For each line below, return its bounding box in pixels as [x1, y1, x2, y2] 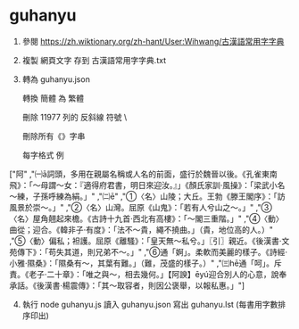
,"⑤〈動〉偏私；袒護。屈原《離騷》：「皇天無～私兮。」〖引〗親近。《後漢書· [9, 235, 282, 246]
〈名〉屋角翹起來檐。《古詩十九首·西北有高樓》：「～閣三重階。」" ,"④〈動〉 [9, 213, 284, 224]
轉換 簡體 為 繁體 [21, 93, 85, 103]
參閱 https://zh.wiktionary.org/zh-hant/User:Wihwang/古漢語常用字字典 [21, 36, 285, 46]
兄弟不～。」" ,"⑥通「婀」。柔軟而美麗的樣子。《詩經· [95, 246, 288, 257]
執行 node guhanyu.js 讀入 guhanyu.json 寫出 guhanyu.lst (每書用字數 [21, 299, 278, 309]
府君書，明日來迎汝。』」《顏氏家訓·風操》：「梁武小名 [98, 179, 286, 190]
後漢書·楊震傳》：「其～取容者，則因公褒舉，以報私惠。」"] [36, 280, 245, 291]
